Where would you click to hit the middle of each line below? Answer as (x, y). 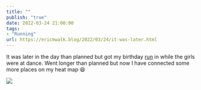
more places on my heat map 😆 (46, 69)
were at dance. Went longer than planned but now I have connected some (98, 63)
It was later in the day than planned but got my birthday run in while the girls (101, 57)
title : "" (19, 12)
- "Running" (21, 34)
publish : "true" (26, 17)
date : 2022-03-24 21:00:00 (40, 23)
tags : (13, 28)
